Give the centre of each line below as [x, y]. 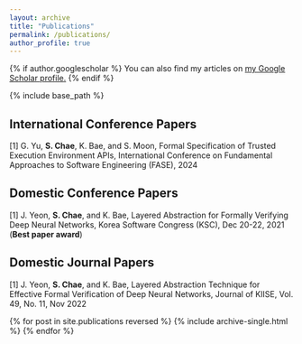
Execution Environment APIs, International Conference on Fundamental [141, 155]
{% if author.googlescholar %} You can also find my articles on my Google [147, 69]
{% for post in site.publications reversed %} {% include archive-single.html [149, 321]
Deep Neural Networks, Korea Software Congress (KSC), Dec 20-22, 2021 [147, 224]
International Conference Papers [103, 124]
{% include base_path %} [57, 96]
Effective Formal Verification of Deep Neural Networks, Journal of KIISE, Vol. [151, 293]
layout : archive [40, 18]
